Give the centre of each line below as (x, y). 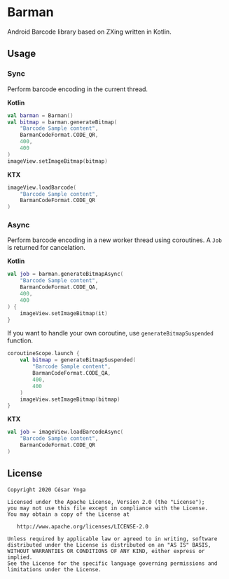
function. (20, 340)
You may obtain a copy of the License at (69, 514)
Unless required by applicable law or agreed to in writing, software (112, 539)
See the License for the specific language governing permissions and (112, 563)
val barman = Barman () (40, 115)
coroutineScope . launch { (43, 354)
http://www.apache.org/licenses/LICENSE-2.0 (83, 526)
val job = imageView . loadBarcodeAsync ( (65, 432)
